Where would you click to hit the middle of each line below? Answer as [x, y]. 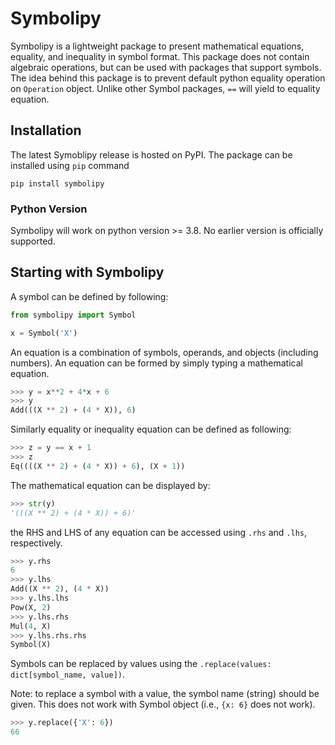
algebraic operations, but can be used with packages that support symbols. [166, 67]
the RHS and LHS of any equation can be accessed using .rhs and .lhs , [158, 532]
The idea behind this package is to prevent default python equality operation [168, 78]
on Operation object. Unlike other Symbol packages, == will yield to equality [165, 88]
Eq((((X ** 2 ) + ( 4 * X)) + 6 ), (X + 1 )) [98, 466]
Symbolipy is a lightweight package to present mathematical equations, [157, 46]
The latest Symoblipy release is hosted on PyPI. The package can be [151, 154]
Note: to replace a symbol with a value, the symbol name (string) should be [165, 694]
